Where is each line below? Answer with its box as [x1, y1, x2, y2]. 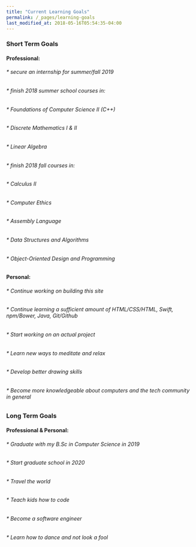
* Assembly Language [6, 218, 62, 225]
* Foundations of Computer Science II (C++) [6, 106, 116, 113]
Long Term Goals [6, 412, 57, 420]
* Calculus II [6, 180, 37, 188]
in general [6, 393, 31, 400]
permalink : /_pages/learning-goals [6, 14, 95, 20]
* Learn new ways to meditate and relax [6, 349, 106, 356]
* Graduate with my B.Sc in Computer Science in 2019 [6, 440, 140, 448]
